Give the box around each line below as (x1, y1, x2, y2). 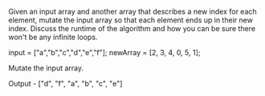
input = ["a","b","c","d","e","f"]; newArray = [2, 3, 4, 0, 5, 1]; (8, 48, 201, 57)
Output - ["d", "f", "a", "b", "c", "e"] (8, 79, 123, 88)
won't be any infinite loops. (8, 32, 98, 42)
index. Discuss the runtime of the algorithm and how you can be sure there (8, 24, 255, 33)
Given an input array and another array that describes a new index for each (8, 7, 257, 16)
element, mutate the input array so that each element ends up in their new (8, 15, 253, 25)
